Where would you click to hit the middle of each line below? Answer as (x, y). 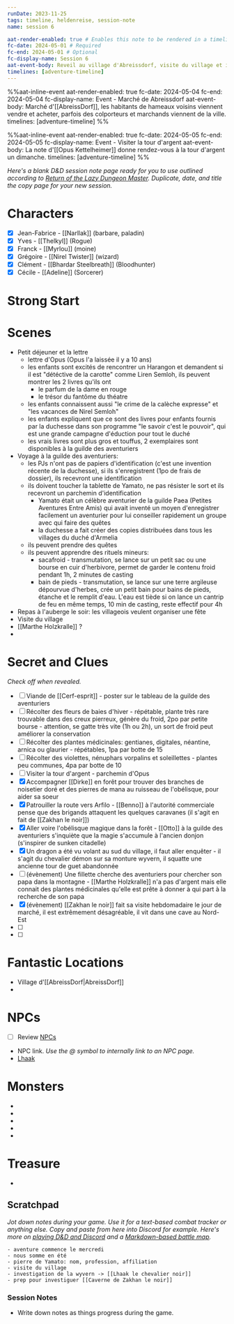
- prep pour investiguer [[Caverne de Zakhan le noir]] (90, 1280)
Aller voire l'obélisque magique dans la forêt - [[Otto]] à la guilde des (125, 828)
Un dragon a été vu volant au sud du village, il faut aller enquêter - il (124, 851)
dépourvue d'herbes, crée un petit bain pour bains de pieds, (124, 590)
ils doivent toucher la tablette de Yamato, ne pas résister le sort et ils (126, 486)
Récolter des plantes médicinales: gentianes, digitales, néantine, (118, 742)
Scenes (30, 333)
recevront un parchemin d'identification (84, 493)
